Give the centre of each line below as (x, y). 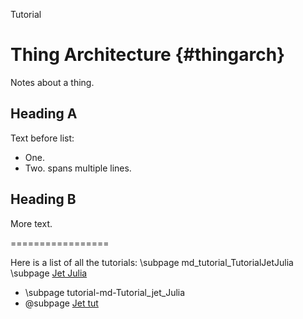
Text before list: (42, 138)
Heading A (44, 114)
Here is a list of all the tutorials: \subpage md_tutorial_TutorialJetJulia (152, 262)
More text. (31, 223)
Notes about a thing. (52, 82)
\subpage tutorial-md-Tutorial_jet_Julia (105, 292)
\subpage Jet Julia (49, 273)
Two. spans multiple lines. (78, 168)
